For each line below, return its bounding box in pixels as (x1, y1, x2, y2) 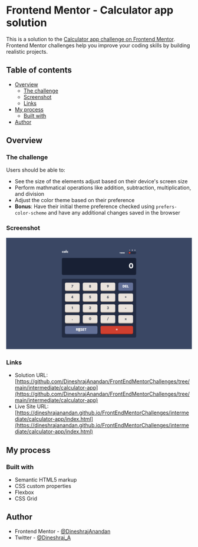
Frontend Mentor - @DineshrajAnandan (14, 528, 111, 535)
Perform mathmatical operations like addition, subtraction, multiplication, (14, 184, 192, 192)
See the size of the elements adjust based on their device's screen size (14, 178, 188, 185)
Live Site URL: (14, 403, 49, 410)
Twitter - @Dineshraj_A (14, 534, 71, 541)
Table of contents (6, 65, 72, 75)
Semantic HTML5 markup (14, 476, 77, 483)
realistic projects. (6, 48, 48, 55)
